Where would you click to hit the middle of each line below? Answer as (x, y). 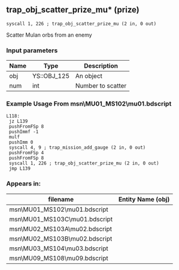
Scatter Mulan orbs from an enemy (49, 35)
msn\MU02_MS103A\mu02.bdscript (61, 229)
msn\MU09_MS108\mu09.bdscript (59, 258)
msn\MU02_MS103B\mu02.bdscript (61, 238)
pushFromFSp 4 (26, 153)
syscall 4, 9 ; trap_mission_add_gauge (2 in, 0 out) (77, 148)
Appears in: (24, 184)
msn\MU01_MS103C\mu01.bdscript (61, 219)
